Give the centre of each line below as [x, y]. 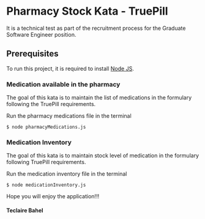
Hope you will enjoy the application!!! [53, 196]
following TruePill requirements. [46, 162]
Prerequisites [32, 54]
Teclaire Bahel [25, 210]
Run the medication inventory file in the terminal [67, 174]
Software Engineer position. [41, 34]
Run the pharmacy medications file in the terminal [69, 116]
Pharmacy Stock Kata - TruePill [87, 11]
